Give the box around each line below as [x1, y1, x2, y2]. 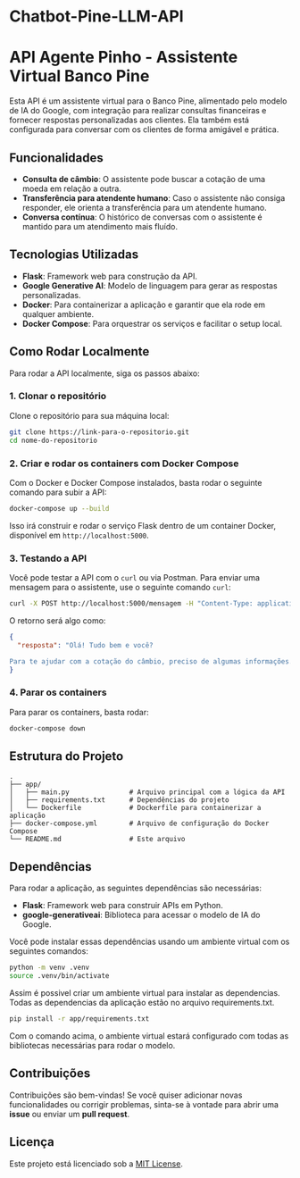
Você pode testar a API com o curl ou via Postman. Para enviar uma [9, 572, 261, 583]
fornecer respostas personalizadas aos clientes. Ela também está [9, 114, 250, 126]
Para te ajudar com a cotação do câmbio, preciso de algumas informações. [9, 656, 294, 666]
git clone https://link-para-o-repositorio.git [9, 427, 190, 437]
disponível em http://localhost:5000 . [9, 530, 149, 540]
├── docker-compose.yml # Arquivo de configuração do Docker [9, 819, 270, 828]
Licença [9, 1134, 55, 1149]
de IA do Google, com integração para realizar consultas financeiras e [9, 105, 267, 116]
